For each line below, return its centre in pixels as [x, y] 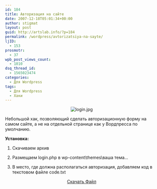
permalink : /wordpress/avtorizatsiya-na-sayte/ [54, 37]
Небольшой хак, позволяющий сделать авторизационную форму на [76, 119]
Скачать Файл [82, 182]
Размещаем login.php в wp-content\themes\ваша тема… [70, 158]
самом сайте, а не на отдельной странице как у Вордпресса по [71, 124]
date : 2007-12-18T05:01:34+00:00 [39, 19]
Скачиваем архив [31, 148]
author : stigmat [21, 23]
